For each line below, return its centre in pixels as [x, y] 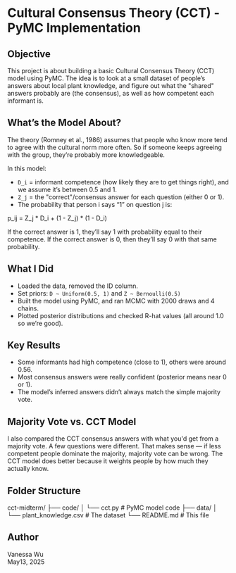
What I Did [31, 269]
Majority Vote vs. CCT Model [72, 421]
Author [23, 537]
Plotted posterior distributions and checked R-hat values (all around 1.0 [120, 315]
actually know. [28, 469]
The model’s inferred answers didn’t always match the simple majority [119, 392]
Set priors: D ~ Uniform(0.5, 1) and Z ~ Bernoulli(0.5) [99, 293]
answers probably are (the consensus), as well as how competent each [111, 93]
